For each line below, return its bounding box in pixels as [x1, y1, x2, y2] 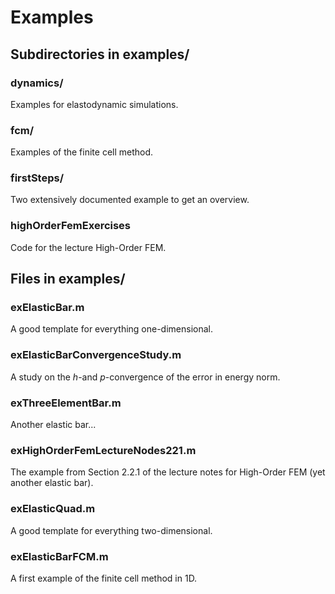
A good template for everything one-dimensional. [10, 323, 214, 335]
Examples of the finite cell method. [10, 146, 154, 158]
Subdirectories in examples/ [10, 46, 190, 63]
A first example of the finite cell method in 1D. [10, 572, 198, 584]
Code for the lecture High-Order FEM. [10, 241, 167, 253]
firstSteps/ [10, 171, 65, 185]
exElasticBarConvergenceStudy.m [10, 348, 182, 362]
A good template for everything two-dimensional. [10, 524, 213, 536]
